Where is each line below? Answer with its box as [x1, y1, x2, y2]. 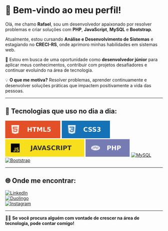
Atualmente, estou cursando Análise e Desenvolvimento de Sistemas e [5, 36, 153, 42]
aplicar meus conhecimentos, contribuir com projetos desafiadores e [5, 62, 147, 68]
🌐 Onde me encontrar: [5, 176, 76, 185]
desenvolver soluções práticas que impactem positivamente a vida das [5, 82, 151, 88]
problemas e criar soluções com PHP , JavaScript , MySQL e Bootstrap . [5, 26, 152, 32]
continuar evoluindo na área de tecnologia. [5, 67, 93, 73]
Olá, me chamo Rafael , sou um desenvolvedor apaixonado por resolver [5, 21, 152, 27]
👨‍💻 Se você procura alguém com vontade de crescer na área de [5, 215, 140, 221]
